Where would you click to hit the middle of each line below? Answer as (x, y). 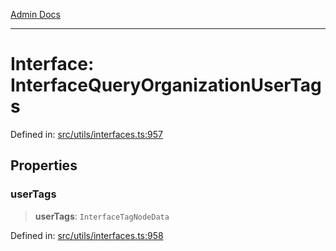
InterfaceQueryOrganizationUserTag (166, 85)
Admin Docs (35, 14)
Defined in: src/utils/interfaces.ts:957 (86, 134)
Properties (44, 165)
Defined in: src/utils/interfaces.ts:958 (87, 235)
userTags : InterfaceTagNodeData (102, 216)
